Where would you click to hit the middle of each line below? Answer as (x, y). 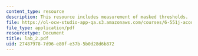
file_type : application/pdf (41, 28)
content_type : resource (35, 11)
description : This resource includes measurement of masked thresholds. (97, 17)
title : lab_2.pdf (27, 38)
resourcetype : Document (35, 33)
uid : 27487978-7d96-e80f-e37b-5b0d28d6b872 (60, 44)
